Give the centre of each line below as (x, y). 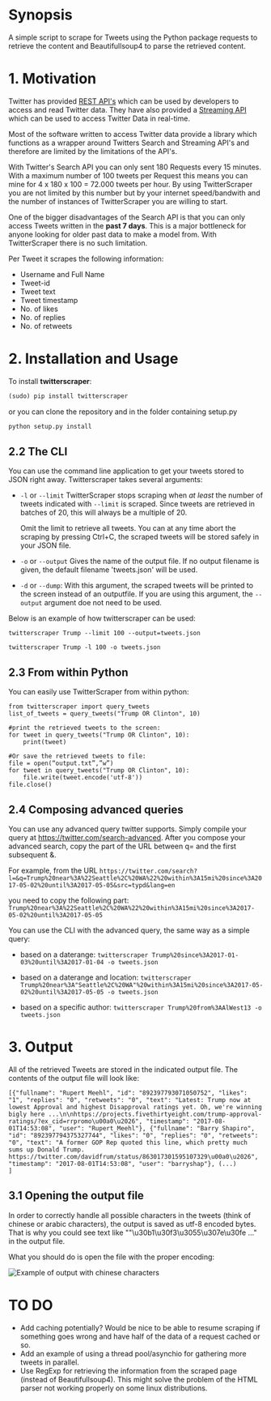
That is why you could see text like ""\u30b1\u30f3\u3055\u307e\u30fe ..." (133, 1232)
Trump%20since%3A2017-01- (195, 955)
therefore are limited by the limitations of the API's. (93, 151)
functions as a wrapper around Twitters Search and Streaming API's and (129, 143)
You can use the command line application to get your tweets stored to (126, 471)
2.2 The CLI (38, 451)
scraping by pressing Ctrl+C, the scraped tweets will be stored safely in (140, 537)
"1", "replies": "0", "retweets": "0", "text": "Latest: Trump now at (130, 1100)
